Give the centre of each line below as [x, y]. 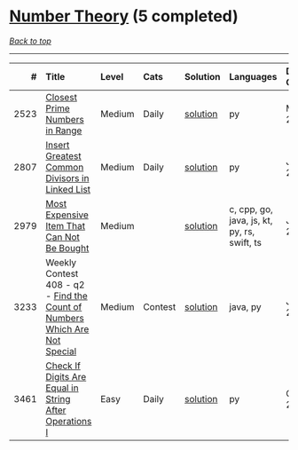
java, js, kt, [251, 220]
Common [65, 167]
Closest [62, 97]
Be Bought [67, 248]
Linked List [68, 189]
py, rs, [242, 231]
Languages [253, 76]
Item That [66, 225]
